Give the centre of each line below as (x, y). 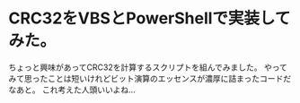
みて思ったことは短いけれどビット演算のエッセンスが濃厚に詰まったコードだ (150, 78)
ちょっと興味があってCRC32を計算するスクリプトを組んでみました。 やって (148, 67)
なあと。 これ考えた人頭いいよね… (72, 90)
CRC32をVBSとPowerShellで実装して (150, 18)
